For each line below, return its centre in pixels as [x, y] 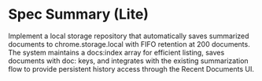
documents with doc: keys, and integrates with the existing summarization [129, 61]
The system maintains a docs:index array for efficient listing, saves [116, 52]
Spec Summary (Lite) [79, 14]
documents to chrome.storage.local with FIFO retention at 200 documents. [129, 44]
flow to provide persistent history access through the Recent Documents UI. [131, 69]
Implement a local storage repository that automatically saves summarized [129, 36]
